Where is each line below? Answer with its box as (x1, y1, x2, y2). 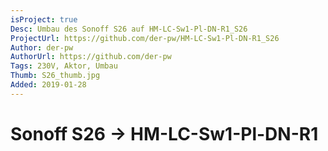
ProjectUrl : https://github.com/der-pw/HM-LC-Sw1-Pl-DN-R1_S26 (10, 33, 280, 43)
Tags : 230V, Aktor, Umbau (10, 61, 118, 71)
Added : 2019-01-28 (10, 80, 87, 90)
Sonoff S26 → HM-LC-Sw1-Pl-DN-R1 (10, 122, 319, 145)
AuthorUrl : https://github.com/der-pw (10, 52, 172, 62)
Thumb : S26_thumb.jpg (10, 71, 101, 81)
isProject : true (10, 14, 78, 25)
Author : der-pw (10, 42, 74, 53)
